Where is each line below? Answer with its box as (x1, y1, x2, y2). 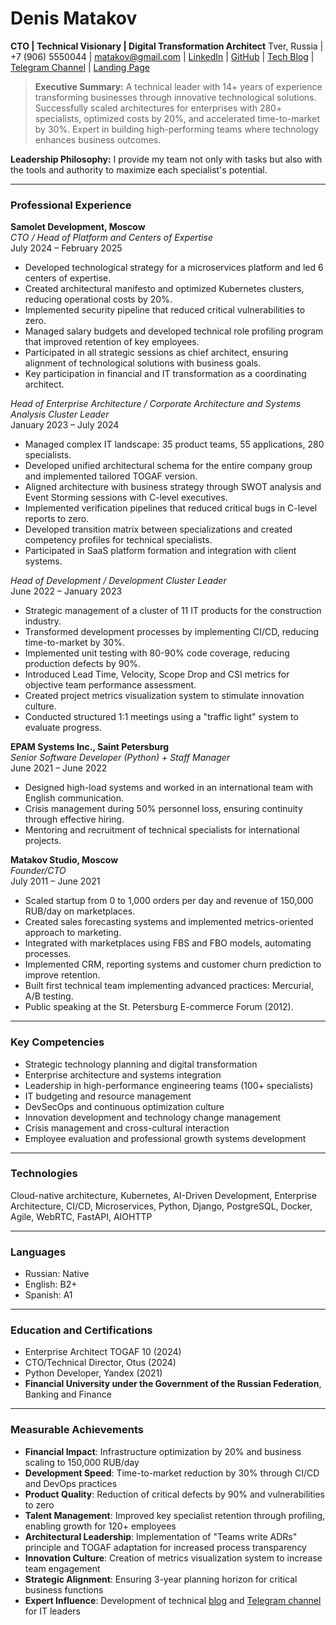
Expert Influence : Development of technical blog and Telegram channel (24, 1594, 322, 1606)
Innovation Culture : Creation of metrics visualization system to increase (24, 1552, 323, 1564)
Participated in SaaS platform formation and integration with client (24, 545, 297, 557)
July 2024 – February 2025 (10, 242, 123, 254)
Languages (10, 1245, 67, 1259)
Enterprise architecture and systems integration (24, 1068, 222, 1081)
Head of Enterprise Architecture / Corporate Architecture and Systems (10, 398, 302, 410)
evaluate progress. (24, 722, 103, 734)
